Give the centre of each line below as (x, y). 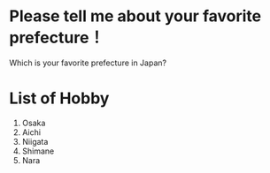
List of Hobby (59, 98)
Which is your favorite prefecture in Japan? (88, 63)
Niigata (35, 141)
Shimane (38, 151)
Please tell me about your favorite (135, 16)
